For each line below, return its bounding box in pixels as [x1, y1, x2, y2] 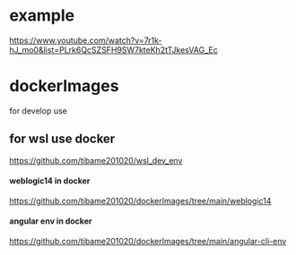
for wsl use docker [9, 132, 116, 147]
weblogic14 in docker [9, 175, 91, 186]
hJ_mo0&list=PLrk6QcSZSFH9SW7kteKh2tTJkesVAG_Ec [9, 44, 218, 55]
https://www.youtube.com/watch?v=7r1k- [9, 35, 162, 46]
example [9, 5, 75, 26]
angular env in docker [9, 216, 92, 226]
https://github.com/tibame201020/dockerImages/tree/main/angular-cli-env [9, 236, 287, 247]
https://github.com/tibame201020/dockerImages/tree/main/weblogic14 [9, 195, 272, 206]
